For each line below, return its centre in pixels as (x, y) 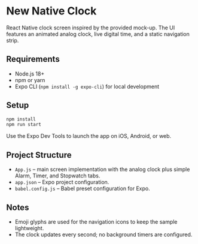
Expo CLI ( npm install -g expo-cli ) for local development (87, 86)
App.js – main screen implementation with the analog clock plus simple (102, 170)
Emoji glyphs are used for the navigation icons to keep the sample (96, 222)
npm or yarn (30, 80)
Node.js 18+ (30, 74)
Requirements (33, 59)
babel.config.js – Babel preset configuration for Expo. (83, 189)
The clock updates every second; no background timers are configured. (103, 234)
